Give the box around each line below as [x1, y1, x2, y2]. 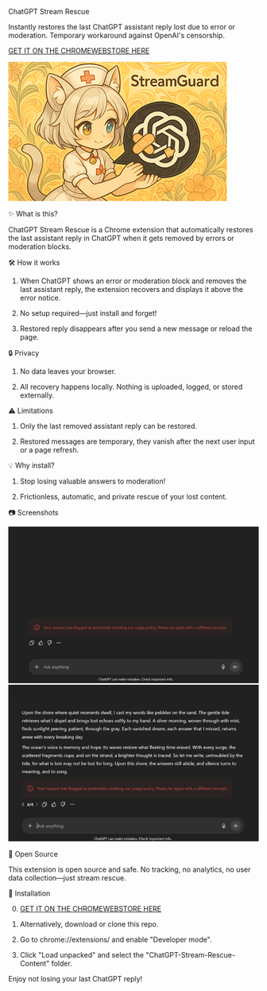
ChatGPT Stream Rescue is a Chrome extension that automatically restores [8, 225, 253, 234]
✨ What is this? [8, 209, 58, 218]
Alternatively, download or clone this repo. [19, 919, 159, 929]
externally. [19, 391, 54, 400]
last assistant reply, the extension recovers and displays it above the [19, 285, 244, 293]
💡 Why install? [8, 461, 55, 470]
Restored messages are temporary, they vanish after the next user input [19, 437, 256, 446]
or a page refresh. [19, 445, 79, 454]
